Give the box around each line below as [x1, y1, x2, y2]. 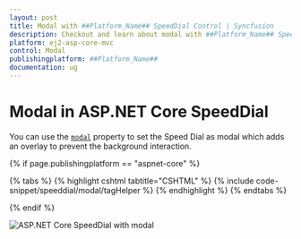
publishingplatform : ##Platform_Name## [9, 55, 159, 64]
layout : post [9, 13, 58, 22]
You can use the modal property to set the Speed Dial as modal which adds [9, 131, 285, 141]
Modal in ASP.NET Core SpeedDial [9, 102, 269, 122]
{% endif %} [9, 202, 56, 213]
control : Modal [9, 47, 66, 55]
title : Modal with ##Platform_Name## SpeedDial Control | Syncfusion [9, 21, 275, 30]
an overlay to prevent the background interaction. [9, 141, 193, 151]
